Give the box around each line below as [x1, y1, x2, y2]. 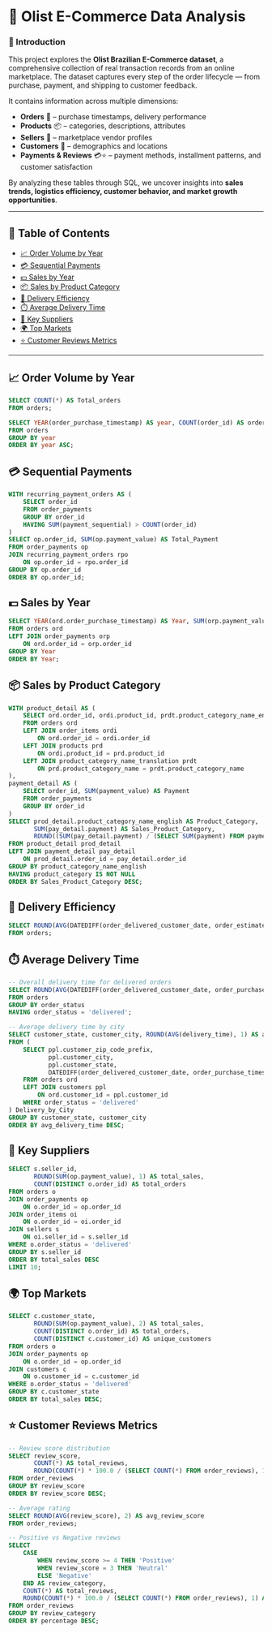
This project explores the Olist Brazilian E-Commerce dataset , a [8, 54, 224, 64]
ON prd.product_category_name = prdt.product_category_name [37, 765, 244, 773]
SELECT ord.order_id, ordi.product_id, [23, 712, 158, 720]
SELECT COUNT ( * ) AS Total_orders [8, 397, 121, 405]
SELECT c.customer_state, [8, 1312, 96, 1321]
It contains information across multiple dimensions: [8, 97, 179, 106]
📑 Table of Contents [8, 226, 110, 240]
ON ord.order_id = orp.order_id [23, 640, 132, 648]
